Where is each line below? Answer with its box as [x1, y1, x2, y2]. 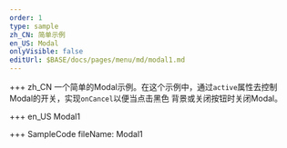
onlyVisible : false [9, 47, 84, 56]
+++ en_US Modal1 [9, 111, 80, 122]
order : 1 [9, 13, 43, 23]
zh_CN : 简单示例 [9, 30, 66, 39]
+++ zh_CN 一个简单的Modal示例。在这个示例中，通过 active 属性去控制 [9, 82, 278, 92]
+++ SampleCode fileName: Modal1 [9, 129, 143, 139]
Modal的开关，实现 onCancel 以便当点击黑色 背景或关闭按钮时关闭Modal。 [9, 93, 282, 104]
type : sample [9, 22, 59, 31]
